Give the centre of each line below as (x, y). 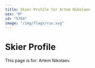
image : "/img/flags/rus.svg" (35, 23)
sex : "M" (14, 14)
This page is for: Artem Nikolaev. (38, 61)
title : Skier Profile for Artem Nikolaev (48, 9)
